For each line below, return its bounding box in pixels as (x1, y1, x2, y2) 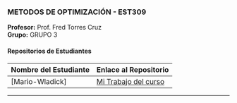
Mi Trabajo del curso (96, 76, 165, 86)
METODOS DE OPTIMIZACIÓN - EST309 (7, 7, 147, 17)
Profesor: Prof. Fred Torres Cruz (7, 23, 102, 32)
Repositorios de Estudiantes (7, 47, 92, 55)
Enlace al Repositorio (96, 64, 169, 74)
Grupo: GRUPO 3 (7, 30, 58, 39)
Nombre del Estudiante (11, 64, 90, 74)
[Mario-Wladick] (11, 76, 67, 86)
